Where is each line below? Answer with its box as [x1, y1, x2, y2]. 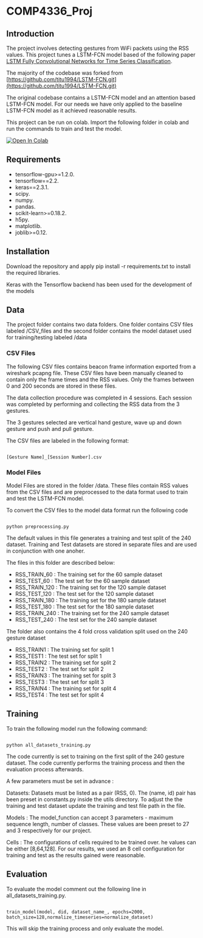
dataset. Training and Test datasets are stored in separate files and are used [6, 541, 198, 548]
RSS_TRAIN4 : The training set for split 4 [15, 685, 117, 692]
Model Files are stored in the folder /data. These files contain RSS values [6, 482, 188, 489]
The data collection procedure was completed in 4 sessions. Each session [6, 394, 193, 401]
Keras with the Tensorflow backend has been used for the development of [6, 281, 193, 288]
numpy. [15, 196, 35, 204]
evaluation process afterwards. [6, 765, 84, 773]
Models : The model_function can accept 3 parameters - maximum [6, 813, 173, 821]
